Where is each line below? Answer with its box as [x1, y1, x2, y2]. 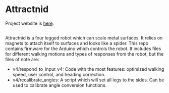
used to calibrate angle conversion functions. [12, 82, 107, 88]
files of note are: [5, 57, 39, 63]
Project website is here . [5, 20, 54, 26]
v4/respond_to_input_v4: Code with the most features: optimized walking [12, 66, 164, 72]
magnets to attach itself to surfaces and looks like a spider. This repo [5, 40, 149, 46]
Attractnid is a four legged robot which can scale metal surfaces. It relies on [5, 35, 163, 41]
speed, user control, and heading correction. [12, 72, 106, 78]
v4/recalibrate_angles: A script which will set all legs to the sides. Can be [12, 77, 164, 83]
